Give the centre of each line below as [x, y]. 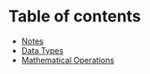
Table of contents [75, 16]
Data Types [42, 50]
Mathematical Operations [68, 60]
